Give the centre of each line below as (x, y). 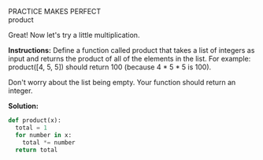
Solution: (24, 106)
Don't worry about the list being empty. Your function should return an (122, 82)
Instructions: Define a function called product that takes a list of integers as (131, 50)
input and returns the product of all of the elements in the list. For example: (130, 59)
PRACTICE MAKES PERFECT (55, 11)
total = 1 (31, 128)
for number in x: (44, 135)
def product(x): (35, 121)
